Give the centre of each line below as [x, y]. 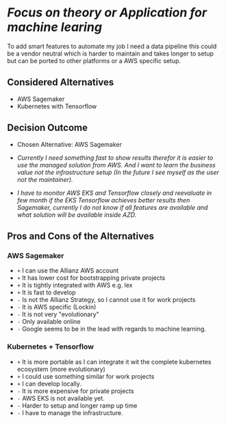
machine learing [55, 27]
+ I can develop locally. [49, 384]
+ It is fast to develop [47, 292]
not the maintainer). [45, 179]
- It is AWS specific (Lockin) [56, 307]
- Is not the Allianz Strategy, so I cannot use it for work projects [106, 300]
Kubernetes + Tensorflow [51, 346]
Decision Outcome [47, 128]
